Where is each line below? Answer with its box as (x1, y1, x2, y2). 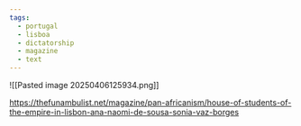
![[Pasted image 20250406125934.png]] (9, 80, 160, 90)
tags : (9, 13, 30, 22)
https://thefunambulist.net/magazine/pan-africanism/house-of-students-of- (9, 97, 292, 108)
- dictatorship (17, 38, 75, 48)
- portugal (17, 22, 59, 31)
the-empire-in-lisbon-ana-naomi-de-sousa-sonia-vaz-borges (9, 107, 240, 117)
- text (17, 55, 42, 64)
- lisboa (17, 30, 50, 39)
